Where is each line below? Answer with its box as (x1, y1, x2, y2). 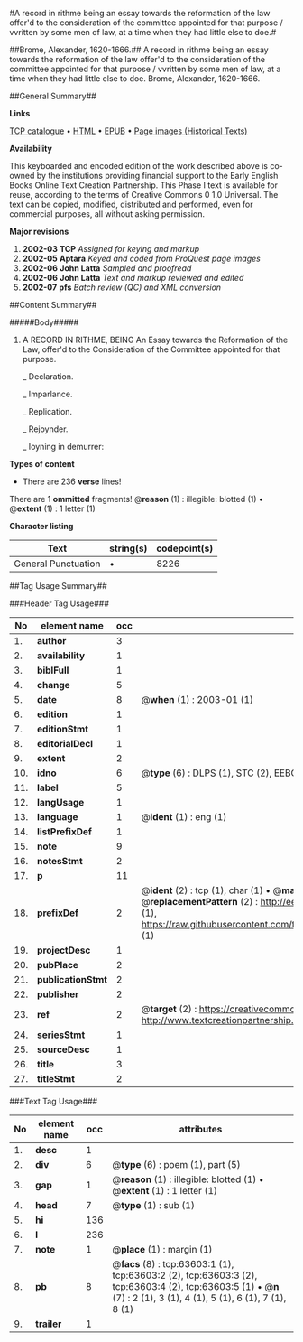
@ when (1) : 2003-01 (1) (141, 694, 254, 705)
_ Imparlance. (22, 388, 73, 399)
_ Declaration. (22, 371, 74, 382)
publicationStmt (37, 974, 108, 985)
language (37, 811, 78, 823)
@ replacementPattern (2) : (141, 896, 259, 908)
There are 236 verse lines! (22, 476, 122, 487)
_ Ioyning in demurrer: (22, 442, 105, 452)
